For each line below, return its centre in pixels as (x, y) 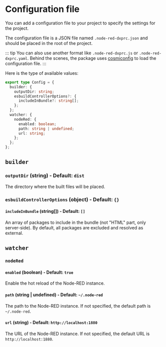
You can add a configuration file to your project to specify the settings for (80, 23)
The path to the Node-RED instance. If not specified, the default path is (78, 306)
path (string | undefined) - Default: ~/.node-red (54, 295)
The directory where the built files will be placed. (55, 186)
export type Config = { (30, 82)
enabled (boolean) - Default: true (39, 272)
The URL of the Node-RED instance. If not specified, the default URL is (78, 334)
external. (14, 233)
